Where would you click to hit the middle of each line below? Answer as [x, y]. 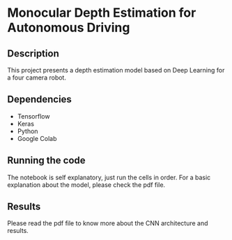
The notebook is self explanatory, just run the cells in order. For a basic [109, 177]
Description [33, 53]
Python [28, 131]
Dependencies [39, 99]
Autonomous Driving [69, 28]
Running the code [46, 161]
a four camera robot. [37, 77]
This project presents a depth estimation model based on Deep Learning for [116, 70]
